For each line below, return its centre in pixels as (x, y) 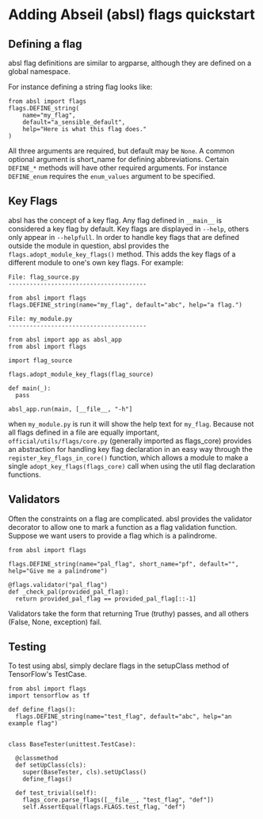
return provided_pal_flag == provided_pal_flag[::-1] (106, 599)
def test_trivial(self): (56, 793)
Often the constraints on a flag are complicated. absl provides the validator (130, 519)
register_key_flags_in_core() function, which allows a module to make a (128, 458)
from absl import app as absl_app (65, 339)
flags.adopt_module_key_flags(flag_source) (81, 374)
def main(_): (30, 388)
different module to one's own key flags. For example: (96, 262)
